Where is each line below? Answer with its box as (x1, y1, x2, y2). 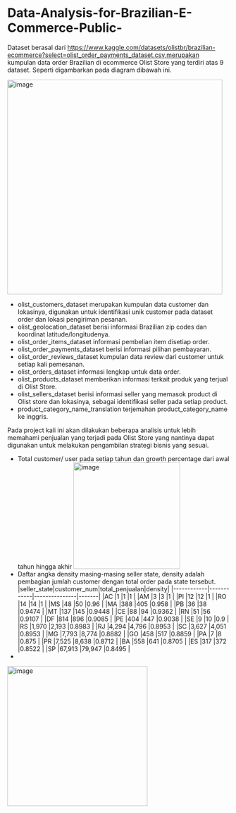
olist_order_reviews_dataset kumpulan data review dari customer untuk (17, 352, 224, 360)
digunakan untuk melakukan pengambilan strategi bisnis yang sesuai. (7, 441, 209, 449)
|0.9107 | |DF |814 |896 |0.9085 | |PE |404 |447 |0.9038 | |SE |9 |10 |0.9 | (17, 615, 230, 623)
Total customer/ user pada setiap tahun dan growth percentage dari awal (17, 454, 230, 462)
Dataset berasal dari (7, 43, 66, 51)
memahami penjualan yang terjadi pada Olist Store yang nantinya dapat (7, 433, 215, 441)
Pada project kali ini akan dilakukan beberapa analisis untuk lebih (7, 426, 196, 434)
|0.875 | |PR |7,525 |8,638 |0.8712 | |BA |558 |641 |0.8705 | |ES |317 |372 (17, 637, 227, 645)
